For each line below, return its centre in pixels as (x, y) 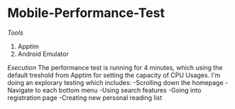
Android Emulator (43, 54)
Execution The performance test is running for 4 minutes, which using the (115, 67)
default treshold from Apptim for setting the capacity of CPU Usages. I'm (114, 75)
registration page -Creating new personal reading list (85, 98)
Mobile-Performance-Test (86, 13)
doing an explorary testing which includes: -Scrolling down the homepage (115, 82)
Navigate (21, 90)
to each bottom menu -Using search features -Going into (118, 90)
